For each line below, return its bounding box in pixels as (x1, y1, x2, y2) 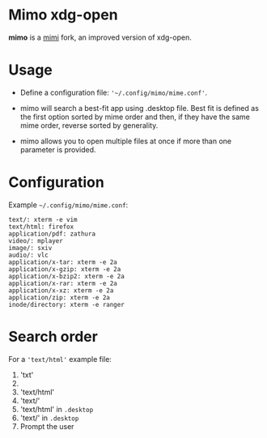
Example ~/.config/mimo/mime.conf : (8, 200, 129, 210)
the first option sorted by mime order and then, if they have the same (19, 112, 251, 121)
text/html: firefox (8, 223, 74, 231)
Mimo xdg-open (8, 6, 119, 24)
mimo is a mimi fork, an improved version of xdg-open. (8, 32, 192, 42)
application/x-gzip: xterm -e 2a (8, 265, 121, 273)
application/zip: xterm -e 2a (8, 293, 111, 301)
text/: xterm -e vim (8, 215, 78, 223)
